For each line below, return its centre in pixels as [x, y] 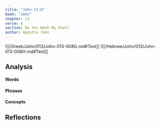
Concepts [15, 102]
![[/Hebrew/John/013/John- [128, 46]
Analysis [19, 67]
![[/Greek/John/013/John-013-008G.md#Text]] [52, 46]
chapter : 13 [17, 19]
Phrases [14, 91]
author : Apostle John [27, 32]
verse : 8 [14, 23]
